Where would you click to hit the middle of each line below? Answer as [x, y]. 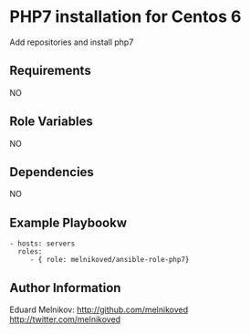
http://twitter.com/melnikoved [65, 319]
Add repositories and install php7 [72, 42]
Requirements [50, 71]
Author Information [65, 288]
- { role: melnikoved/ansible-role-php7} [109, 260]
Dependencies [52, 172]
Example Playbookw [68, 222]
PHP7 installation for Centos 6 [125, 17]
